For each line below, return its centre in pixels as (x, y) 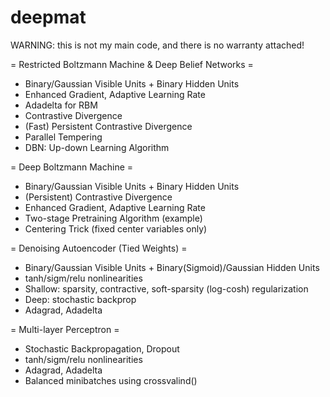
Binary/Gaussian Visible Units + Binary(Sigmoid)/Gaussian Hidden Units (172, 267)
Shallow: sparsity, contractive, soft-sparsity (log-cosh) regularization (166, 288)
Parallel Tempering (63, 137)
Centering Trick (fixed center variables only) (116, 228)
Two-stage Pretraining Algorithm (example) (113, 218)
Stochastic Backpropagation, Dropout (102, 348)
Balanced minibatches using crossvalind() (111, 380)
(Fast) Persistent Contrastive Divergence (108, 126)
